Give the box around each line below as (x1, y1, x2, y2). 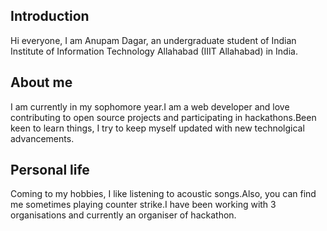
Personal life (10, 162, 90, 179)
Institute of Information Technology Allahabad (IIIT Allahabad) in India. (10, 45, 298, 57)
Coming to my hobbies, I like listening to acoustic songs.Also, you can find (10, 188, 317, 200)
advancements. (10, 132, 75, 144)
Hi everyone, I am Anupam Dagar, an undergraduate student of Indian (10, 34, 297, 46)
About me (10, 74, 73, 91)
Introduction (10, 8, 90, 25)
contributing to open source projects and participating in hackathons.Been (10, 111, 317, 123)
